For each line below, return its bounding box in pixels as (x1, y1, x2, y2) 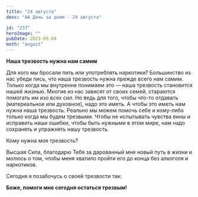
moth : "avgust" (6, 41, 44, 47)
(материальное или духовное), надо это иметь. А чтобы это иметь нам (6, 101, 186, 107)
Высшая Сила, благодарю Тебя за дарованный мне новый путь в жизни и (6, 148, 193, 156)
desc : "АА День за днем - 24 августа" (6, 14, 102, 20)
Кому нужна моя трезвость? (6, 137, 79, 144)
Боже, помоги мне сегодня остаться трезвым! (6, 184, 128, 191)
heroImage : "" (6, 30, 41, 36)
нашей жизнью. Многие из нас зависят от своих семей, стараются (6, 88, 176, 95)
